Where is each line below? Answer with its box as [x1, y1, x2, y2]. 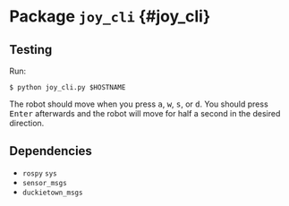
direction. [9, 118, 45, 128]
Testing [9, 42, 53, 57]
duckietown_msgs [21, 188, 83, 197]
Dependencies [9, 143, 92, 159]
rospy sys [21, 168, 58, 178]
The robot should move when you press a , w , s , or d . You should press [9, 99, 268, 109]
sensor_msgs [21, 178, 67, 187]
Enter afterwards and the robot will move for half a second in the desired [9, 108, 281, 118]
